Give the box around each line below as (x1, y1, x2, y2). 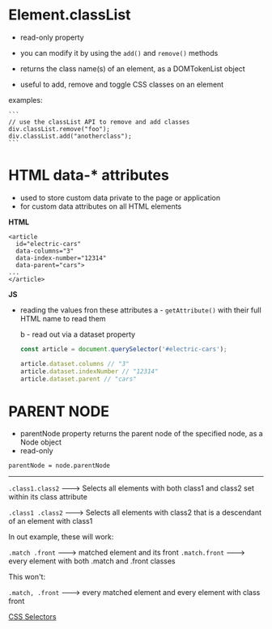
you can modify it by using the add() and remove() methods (19, 48, 219, 57)
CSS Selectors (8, 612, 57, 622)
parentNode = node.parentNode (8, 461, 111, 470)
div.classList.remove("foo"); (8, 125, 111, 133)
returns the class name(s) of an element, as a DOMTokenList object (19, 63, 245, 74)
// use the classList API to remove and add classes (8, 117, 190, 126)
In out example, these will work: (8, 532, 114, 542)
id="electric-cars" (15, 240, 82, 248)
